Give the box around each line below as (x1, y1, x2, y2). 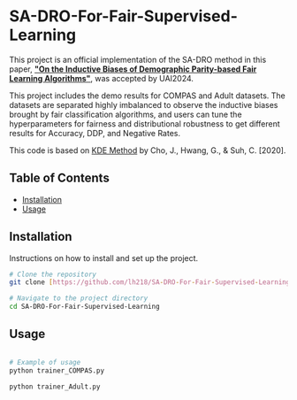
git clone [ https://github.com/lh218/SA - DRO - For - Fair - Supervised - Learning (9, 278, 291, 287)
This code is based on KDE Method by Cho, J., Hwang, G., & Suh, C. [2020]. (9, 144, 286, 156)
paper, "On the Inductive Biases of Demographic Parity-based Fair (9, 64, 257, 74)
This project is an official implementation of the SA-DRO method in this (9, 54, 267, 65)
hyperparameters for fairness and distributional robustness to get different (9, 118, 280, 129)
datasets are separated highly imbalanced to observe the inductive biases (9, 99, 278, 110)
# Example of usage (9, 358, 81, 366)
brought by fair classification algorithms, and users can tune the (9, 109, 242, 119)
